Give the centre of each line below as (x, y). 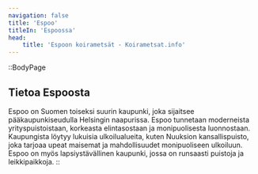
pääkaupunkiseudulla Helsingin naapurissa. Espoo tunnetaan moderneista (129, 119)
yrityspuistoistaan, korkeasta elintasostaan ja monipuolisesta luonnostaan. (129, 128)
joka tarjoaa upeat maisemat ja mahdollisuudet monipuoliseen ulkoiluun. (125, 145)
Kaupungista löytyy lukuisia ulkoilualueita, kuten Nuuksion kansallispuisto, (129, 136)
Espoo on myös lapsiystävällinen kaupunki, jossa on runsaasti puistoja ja (126, 153)
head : (17, 38)
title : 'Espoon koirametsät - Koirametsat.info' (104, 45)
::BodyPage (27, 67)
